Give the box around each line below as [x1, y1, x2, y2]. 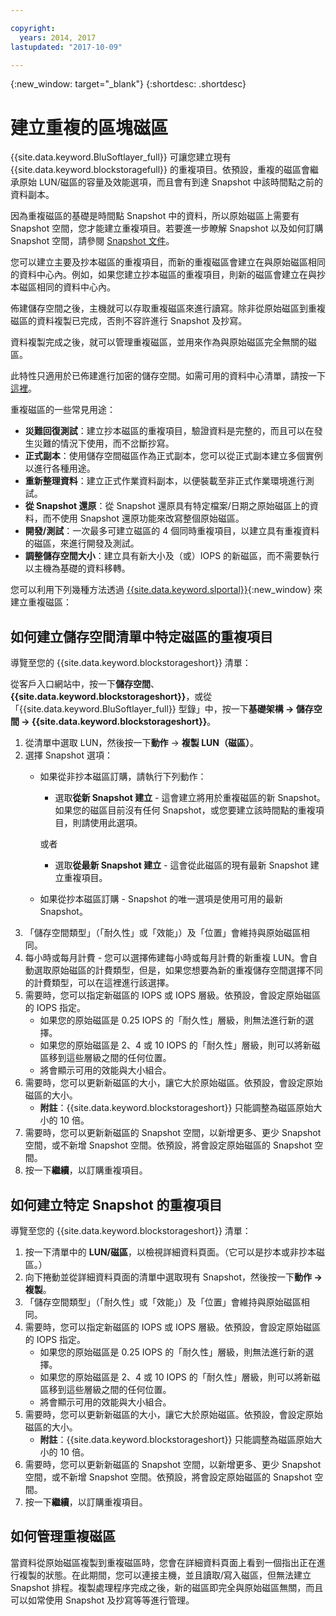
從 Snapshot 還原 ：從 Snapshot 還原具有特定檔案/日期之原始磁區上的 [24, 500, 310, 512]
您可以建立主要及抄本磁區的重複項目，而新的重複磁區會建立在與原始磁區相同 [10, 256, 326, 268]
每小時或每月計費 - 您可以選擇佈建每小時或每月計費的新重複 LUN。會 [24, 952, 309, 964]
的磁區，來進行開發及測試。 [24, 537, 140, 550]
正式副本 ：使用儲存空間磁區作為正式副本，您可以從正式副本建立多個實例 [24, 450, 323, 462]
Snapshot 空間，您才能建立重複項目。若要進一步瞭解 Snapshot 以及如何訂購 [10, 222, 324, 235]
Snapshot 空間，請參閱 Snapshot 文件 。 [10, 235, 175, 247]
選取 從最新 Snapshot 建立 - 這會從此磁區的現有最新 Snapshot [54, 859, 308, 871]
